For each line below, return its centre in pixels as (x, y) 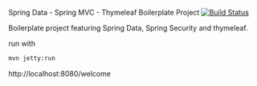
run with (22, 43)
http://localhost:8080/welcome (59, 73)
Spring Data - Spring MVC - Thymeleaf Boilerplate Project (104, 12)
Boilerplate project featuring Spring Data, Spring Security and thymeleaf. (128, 28)
